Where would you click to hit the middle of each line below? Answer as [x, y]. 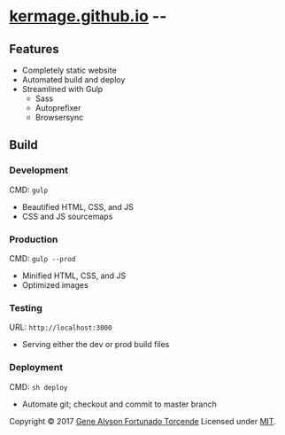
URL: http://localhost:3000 [61, 327]
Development [39, 170]
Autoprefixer [58, 108]
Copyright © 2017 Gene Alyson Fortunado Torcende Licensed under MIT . [142, 421]
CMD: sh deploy [39, 386]
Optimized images [55, 284]
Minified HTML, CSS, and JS [74, 276]
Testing [26, 307]
